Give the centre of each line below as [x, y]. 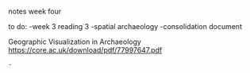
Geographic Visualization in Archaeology [75, 42]
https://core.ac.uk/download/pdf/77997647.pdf [85, 50]
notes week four [35, 11]
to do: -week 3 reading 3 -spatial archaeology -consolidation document [125, 26]
